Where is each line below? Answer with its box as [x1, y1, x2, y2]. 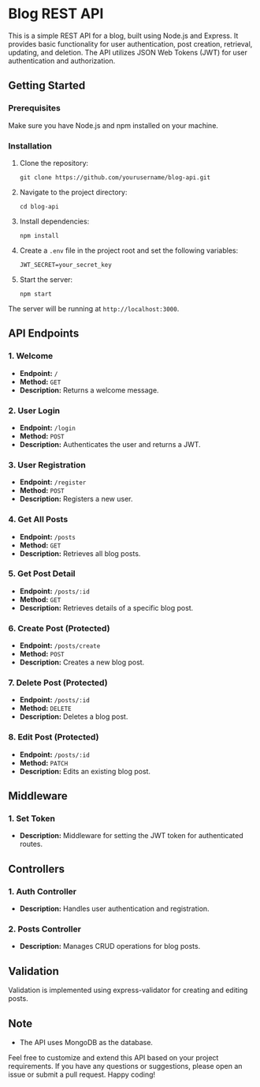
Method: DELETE [19, 704, 72, 713]
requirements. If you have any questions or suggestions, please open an [8, 1061, 243, 1070]
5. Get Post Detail [8, 568, 76, 579]
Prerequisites [8, 103, 61, 114]
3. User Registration [8, 459, 87, 470]
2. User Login [8, 404, 61, 416]
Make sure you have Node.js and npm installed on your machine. [8, 120, 219, 130]
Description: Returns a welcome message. [19, 385, 159, 395]
